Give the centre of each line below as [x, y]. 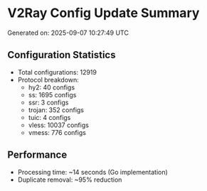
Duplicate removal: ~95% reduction [70, 180]
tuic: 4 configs [49, 117]
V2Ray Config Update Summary [103, 13]
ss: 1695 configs [52, 94]
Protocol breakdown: [48, 80]
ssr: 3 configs [48, 102]
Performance [37, 155]
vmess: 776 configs [57, 132]
